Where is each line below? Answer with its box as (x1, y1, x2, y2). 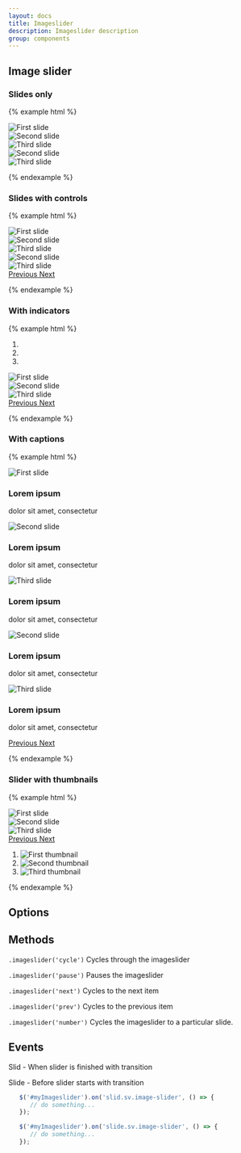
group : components (8, 34, 70, 43)
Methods (8, 933, 55, 947)
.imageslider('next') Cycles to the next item (8, 986, 160, 996)
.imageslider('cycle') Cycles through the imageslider (8, 954, 190, 964)
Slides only (8, 88, 53, 99)
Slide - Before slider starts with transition (8, 1077, 144, 1087)
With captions (8, 434, 64, 445)
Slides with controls (8, 192, 88, 203)
